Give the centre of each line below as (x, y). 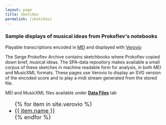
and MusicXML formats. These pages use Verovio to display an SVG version (83, 72)
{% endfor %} (33, 117)
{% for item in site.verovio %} (53, 104)
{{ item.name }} (35, 111)
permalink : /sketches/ (29, 19)
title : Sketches (22, 14)
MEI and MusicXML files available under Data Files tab (61, 93)
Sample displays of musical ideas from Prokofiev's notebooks (81, 36)
